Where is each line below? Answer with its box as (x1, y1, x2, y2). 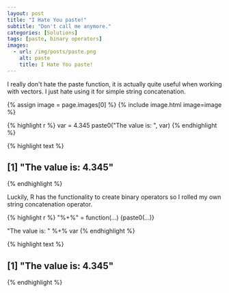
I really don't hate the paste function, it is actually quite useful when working (7, 80, 222, 88)
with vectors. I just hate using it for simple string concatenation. (7, 87, 186, 95)
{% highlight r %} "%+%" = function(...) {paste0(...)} (7, 213, 155, 222)
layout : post (7, 10, 44, 17)
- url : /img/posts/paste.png (13, 49, 96, 56)
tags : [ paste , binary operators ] (7, 36, 103, 43)
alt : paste (19, 55, 51, 62)
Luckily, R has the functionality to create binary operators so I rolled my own (7, 193, 221, 201)
